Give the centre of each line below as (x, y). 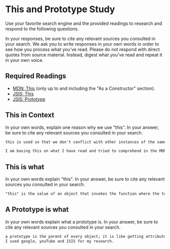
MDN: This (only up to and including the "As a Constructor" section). (84, 88)
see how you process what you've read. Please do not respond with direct (83, 49)
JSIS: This (23, 94)
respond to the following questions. (42, 28)
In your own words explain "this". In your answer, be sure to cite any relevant (85, 179)
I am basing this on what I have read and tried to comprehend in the (81, 151)
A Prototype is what (37, 210)
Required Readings (36, 76)
